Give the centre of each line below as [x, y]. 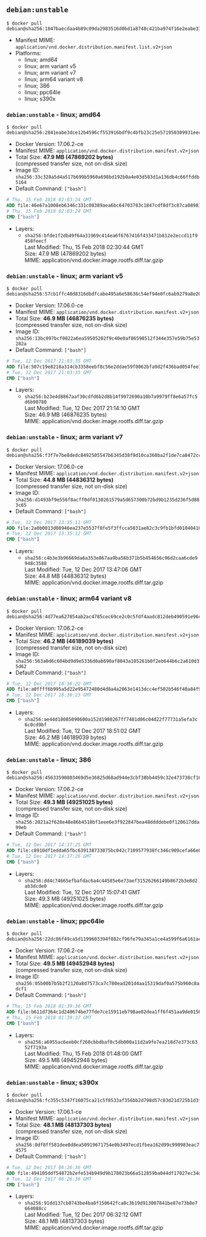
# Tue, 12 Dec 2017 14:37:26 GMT [49, 856]
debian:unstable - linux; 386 [49, 759]
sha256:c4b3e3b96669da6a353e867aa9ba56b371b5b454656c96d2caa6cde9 [111, 558]
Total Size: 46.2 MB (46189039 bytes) [64, 641]
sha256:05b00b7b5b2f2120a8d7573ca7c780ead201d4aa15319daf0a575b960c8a [107, 984]
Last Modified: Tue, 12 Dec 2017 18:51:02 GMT [83, 731]
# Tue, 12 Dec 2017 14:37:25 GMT [49, 845]
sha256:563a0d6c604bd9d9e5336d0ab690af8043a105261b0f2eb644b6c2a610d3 [107, 661]
